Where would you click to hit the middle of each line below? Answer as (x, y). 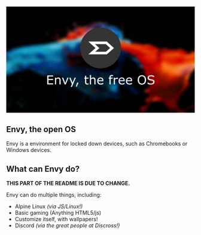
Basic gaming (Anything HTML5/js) (58, 213)
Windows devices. (29, 150)
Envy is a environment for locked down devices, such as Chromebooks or (97, 144)
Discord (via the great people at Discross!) (67, 225)
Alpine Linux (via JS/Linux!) (49, 206)
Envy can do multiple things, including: (54, 195)
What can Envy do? (43, 169)
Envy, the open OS (41, 129)
